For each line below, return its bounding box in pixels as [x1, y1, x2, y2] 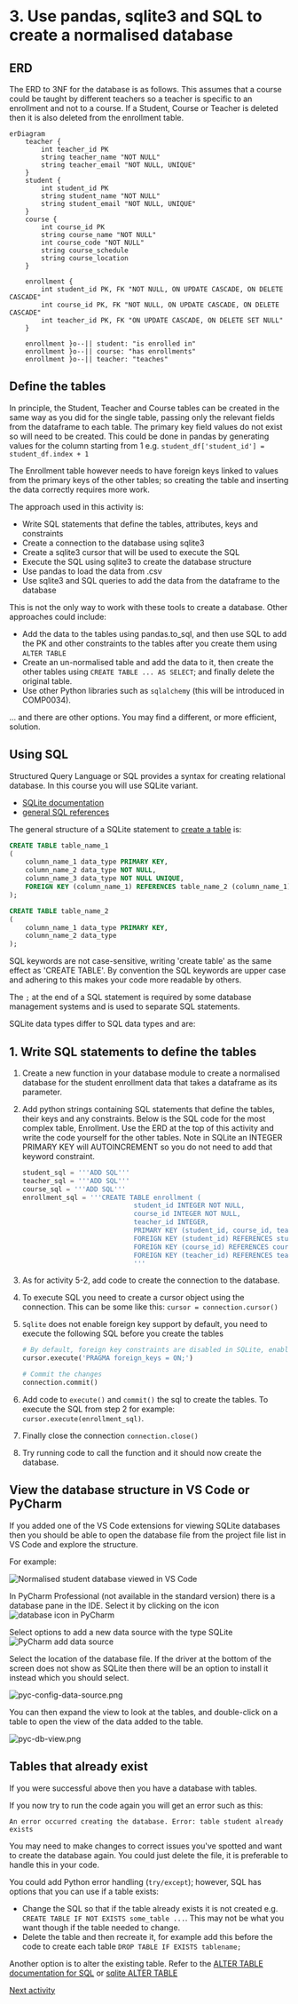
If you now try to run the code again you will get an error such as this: [9, 1800, 263, 1810]
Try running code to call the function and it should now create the [21, 1447, 262, 1458]
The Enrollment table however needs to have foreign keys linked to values [9, 465, 279, 476]
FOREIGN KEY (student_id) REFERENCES [133, 1234, 273, 1243]
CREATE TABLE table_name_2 [9, 906, 109, 916]
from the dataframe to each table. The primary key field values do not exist [9, 421, 283, 432]
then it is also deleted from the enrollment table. [9, 113, 184, 123]
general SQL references [21, 807, 110, 817]
